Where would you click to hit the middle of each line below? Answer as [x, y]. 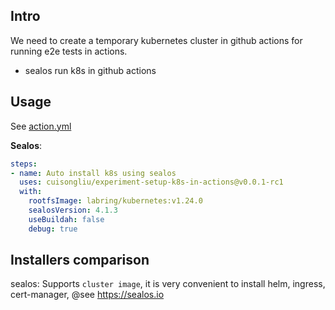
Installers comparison [80, 260]
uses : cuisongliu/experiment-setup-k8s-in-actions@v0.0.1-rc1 [151, 182]
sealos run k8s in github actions [90, 70]
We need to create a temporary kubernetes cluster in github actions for [156, 40]
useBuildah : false [66, 219]
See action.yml [41, 126]
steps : [24, 164]
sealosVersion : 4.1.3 [73, 210]
